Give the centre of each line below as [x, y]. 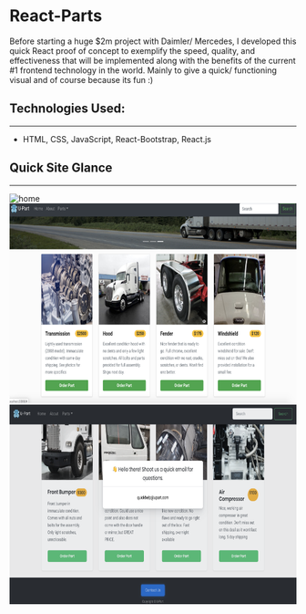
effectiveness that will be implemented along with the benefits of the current [153, 60]
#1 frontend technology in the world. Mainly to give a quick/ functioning [143, 70]
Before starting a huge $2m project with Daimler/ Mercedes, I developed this [153, 41]
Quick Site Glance [61, 168]
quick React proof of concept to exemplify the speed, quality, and [133, 50]
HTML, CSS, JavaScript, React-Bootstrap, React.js [117, 139]
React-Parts [56, 16]
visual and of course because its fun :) [82, 79]
